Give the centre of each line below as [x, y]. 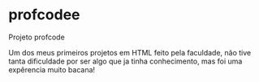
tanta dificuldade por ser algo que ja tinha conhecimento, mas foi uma [125, 61]
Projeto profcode [37, 37]
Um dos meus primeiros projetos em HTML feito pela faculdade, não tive [130, 52]
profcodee [44, 15]
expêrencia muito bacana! [52, 69]
